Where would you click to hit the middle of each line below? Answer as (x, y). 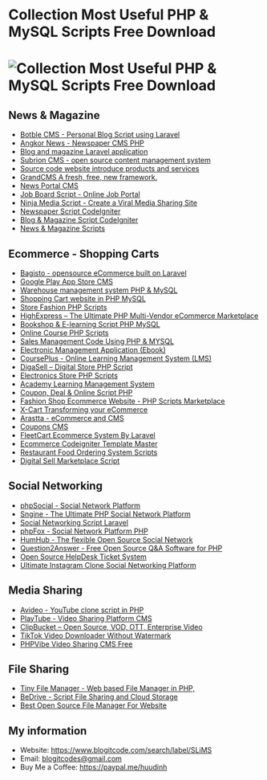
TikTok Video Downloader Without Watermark (95, 635)
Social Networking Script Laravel (74, 522)
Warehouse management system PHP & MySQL (99, 290)
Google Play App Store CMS (67, 282)
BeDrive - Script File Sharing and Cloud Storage (99, 697)
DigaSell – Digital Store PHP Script (76, 367)
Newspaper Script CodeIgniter (70, 211)
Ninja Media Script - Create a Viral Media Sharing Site (109, 203)
